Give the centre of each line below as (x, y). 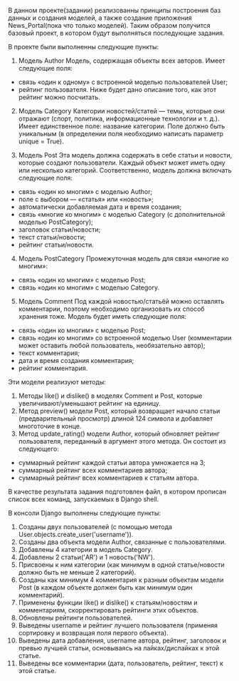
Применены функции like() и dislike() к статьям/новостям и (108, 603)
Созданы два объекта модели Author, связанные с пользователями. (122, 542)
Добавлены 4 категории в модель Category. (85, 549)
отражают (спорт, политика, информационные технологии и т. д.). (119, 118)
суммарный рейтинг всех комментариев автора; (93, 470)
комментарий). (41, 595)
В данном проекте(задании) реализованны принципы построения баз (115, 10)
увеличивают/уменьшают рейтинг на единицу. (89, 403)
